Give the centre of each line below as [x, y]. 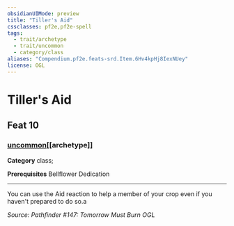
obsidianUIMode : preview [43, 14]
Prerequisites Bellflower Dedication [58, 174]
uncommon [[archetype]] [50, 145]
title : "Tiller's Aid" [40, 20]
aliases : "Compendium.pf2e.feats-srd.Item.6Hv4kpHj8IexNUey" [98, 59]
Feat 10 [23, 126]
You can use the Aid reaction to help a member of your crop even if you [110, 194]
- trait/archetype [40, 40]
